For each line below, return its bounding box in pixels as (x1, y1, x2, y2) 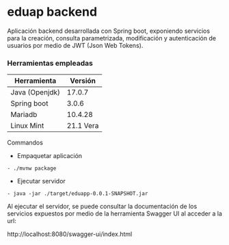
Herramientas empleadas (7, 58, 94, 68)
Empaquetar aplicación (16, 152, 83, 160)
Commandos (7, 138, 43, 147)
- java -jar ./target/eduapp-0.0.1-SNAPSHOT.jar (7, 190, 148, 197)
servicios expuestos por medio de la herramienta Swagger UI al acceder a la (7, 209, 222, 218)
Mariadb (10, 110, 38, 120)
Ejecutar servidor (16, 177, 66, 185)
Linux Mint (10, 121, 44, 131)
